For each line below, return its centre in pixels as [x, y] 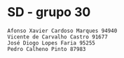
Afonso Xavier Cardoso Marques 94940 [62, 31]
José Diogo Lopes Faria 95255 [51, 43]
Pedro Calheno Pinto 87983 [47, 49]
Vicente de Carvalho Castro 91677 [58, 37]
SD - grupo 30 [49, 12]
